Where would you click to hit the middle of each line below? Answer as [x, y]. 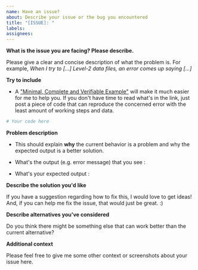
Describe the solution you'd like [46, 185]
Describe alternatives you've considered [58, 214]
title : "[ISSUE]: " [30, 23]
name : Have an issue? [33, 12]
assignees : [20, 34]
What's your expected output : [52, 174]
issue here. [20, 262]
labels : [16, 28]
